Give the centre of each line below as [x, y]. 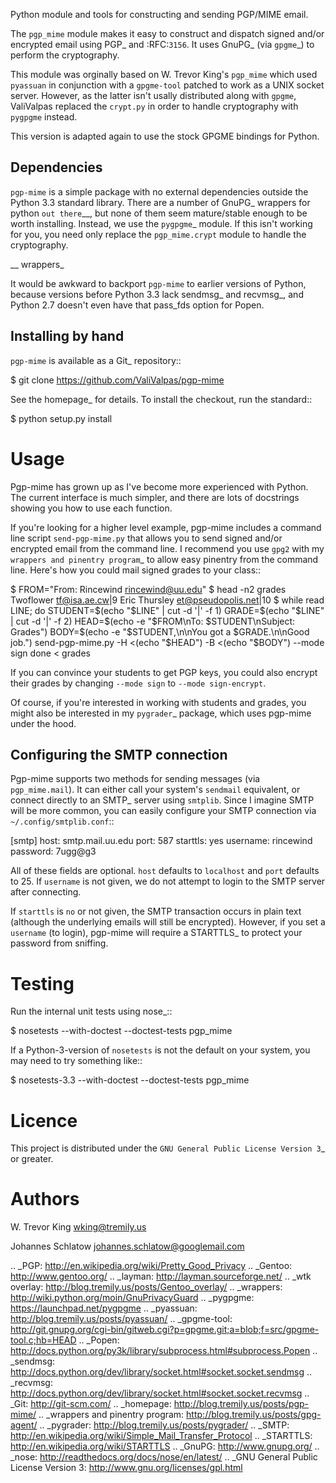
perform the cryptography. [65, 55]
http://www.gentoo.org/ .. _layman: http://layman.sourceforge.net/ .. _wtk [161, 1276]
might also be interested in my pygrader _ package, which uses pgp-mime [161, 713]
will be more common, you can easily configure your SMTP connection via [163, 811]
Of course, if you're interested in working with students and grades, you [158, 702]
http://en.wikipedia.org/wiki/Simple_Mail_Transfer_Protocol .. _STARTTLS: [161, 1436]
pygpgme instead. [44, 117]
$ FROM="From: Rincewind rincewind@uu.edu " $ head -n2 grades [148, 589]
